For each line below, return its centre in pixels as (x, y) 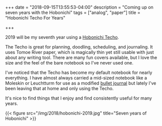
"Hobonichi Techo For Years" (35, 18)
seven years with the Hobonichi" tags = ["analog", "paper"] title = (73, 12)
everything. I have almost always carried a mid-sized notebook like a (76, 78)
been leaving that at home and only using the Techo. (59, 88)
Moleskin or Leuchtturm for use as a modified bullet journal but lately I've (81, 83)
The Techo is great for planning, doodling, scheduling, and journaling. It (79, 47)
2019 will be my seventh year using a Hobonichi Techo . (62, 37)
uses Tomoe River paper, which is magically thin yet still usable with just (79, 52)
